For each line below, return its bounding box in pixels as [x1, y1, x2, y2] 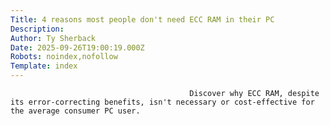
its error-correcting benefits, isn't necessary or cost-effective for [10, 97, 315, 107]
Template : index [10, 61, 78, 71]
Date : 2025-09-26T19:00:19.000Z [10, 42, 145, 53]
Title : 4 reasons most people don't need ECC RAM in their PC [10, 14, 275, 25]
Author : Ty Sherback [10, 33, 97, 43]
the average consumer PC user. [10, 106, 141, 116]
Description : [10, 24, 65, 34]
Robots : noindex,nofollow [10, 52, 118, 62]
